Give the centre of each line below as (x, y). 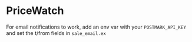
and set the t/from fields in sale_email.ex (56, 33)
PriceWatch (35, 11)
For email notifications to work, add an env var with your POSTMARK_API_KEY (96, 27)
